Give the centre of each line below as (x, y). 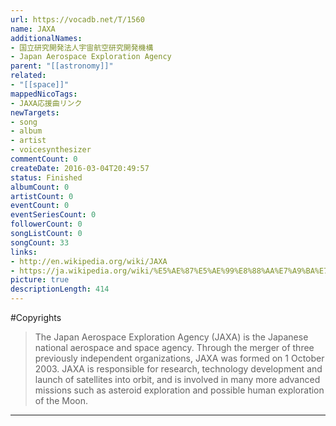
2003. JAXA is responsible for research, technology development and (178, 369)
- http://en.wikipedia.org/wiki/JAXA (89, 261)
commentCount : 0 (44, 159)
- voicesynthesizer (51, 150)
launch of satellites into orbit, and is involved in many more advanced (177, 379)
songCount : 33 (40, 242)
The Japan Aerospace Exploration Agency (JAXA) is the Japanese (171, 337)
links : (24, 252)
